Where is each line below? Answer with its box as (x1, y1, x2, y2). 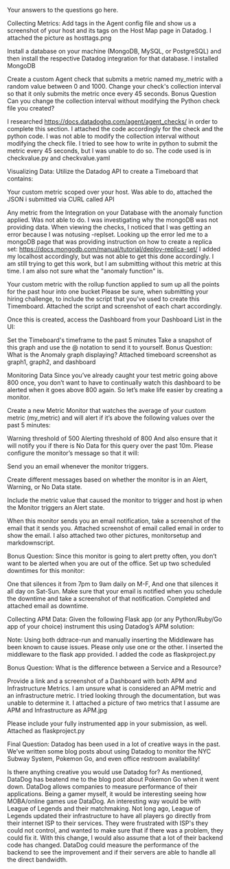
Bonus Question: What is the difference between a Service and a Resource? (7, 664, 222, 672)
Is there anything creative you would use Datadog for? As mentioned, (7, 768, 203, 776)
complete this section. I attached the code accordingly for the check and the (7, 125, 224, 133)
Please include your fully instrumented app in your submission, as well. (7, 719, 208, 727)
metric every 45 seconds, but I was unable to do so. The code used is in (7, 147, 211, 155)
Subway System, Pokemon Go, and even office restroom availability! (7, 755, 200, 763)
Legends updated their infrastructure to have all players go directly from (7, 812, 211, 820)
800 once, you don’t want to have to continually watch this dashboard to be (7, 379, 221, 387)
